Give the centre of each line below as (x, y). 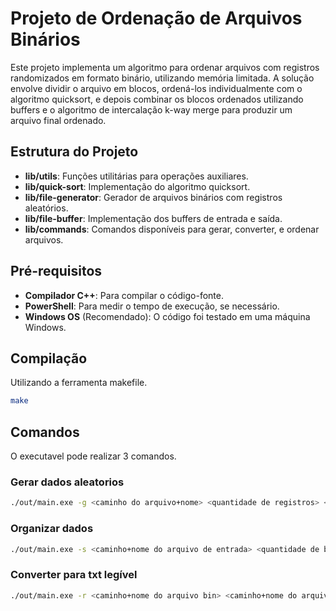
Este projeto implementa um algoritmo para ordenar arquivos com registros (165, 67)
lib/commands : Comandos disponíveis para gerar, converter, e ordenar (172, 229)
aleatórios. (46, 208)
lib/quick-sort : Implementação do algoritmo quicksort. (137, 186)
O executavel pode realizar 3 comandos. (93, 456)
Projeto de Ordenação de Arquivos (156, 18)
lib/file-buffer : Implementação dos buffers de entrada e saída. (153, 218)
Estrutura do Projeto (74, 152)
